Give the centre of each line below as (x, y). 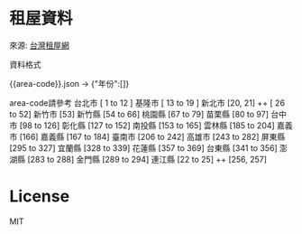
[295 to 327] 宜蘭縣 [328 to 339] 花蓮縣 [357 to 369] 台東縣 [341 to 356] (143, 148)
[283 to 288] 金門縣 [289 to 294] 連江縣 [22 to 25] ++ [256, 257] (147, 159)
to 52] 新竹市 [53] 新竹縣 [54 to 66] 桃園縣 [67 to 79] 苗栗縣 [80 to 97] (139, 114)
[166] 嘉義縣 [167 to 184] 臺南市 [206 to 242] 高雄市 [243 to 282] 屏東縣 (152, 136)
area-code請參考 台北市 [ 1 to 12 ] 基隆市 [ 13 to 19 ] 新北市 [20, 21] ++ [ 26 (147, 103)
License (40, 197)
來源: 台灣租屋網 (39, 45)
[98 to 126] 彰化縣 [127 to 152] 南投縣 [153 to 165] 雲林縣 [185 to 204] (147, 125)
